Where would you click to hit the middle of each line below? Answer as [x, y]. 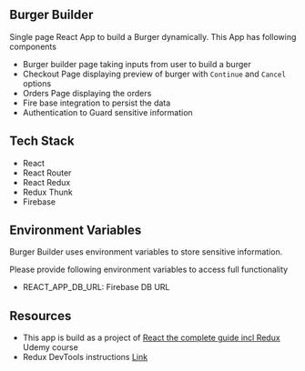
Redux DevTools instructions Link [85, 357]
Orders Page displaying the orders [87, 93]
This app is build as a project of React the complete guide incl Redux [151, 338]
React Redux [46, 182]
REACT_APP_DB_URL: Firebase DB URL [96, 287]
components [33, 46]
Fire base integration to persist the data [97, 103]
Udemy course [51, 347]
